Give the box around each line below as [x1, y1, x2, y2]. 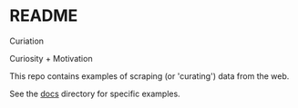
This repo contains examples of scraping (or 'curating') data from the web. [9, 70, 290, 82]
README [9, 5, 78, 26]
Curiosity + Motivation [9, 53, 93, 64]
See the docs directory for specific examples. [9, 88, 180, 99]
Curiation [9, 35, 44, 46]
